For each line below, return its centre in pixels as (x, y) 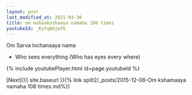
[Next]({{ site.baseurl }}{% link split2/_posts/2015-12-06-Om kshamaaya (96, 80)
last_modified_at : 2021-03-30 (44, 17)
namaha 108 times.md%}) (38, 87)
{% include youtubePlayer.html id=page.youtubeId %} (73, 69)
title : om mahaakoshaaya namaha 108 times (60, 23)
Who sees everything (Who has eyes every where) (78, 57)
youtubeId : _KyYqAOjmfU (36, 28)
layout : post (23, 12)
